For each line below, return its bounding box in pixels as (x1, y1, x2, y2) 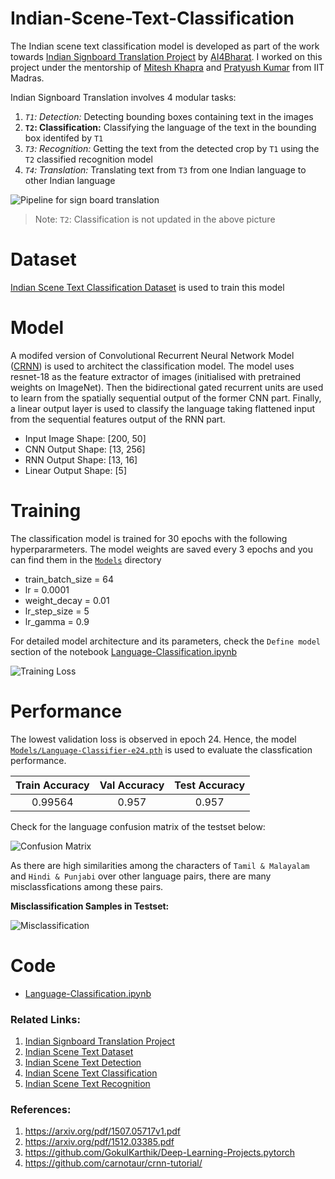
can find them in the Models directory (10, 553, 162, 566)
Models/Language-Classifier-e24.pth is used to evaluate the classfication (10, 743, 313, 756)
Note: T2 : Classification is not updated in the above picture (34, 213, 276, 225)
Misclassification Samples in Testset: (10, 900, 170, 912)
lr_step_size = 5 (24, 605, 90, 617)
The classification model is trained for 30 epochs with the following (10, 532, 288, 544)
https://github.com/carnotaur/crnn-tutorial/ (24, 1157, 203, 1169)
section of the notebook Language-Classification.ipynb (10, 645, 238, 657)
